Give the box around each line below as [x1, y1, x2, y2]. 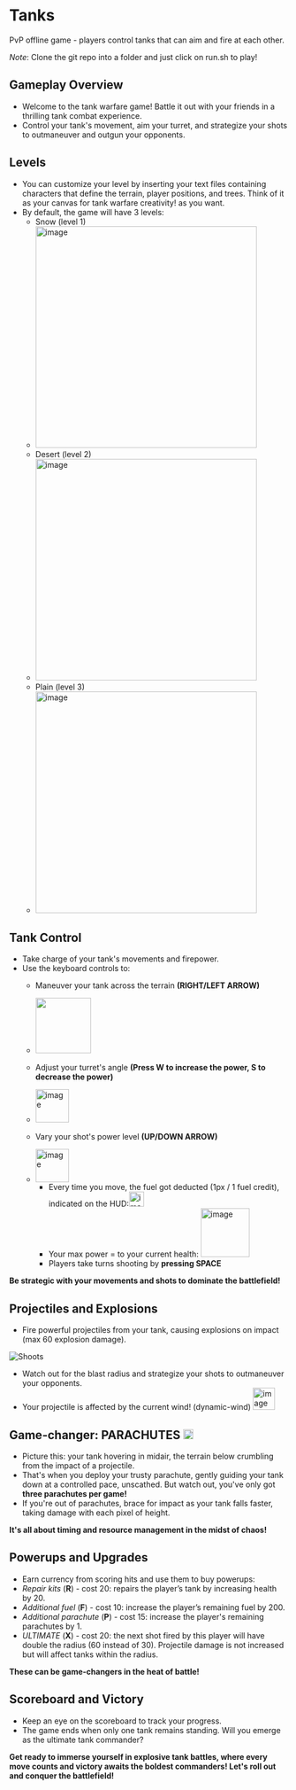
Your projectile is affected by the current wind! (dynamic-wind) [21, 1402, 252, 1413]
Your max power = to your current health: [48, 1249, 199, 1259]
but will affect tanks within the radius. [21, 1649, 159, 1660]
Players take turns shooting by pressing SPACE [48, 1258, 222, 1269]
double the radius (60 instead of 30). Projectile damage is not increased [21, 1639, 285, 1650]
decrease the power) [34, 1071, 114, 1082]
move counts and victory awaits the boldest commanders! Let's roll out [9, 1761, 277, 1771]
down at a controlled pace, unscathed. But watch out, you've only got [21, 1479, 276, 1490]
